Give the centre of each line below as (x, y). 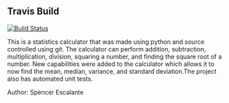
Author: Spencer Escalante (45, 92)
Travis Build (33, 11)
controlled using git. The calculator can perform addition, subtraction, (107, 49)
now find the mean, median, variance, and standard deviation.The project (112, 71)
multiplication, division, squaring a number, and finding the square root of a (114, 56)
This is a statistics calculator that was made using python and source (106, 42)
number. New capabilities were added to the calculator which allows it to (111, 64)
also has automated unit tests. (50, 79)
